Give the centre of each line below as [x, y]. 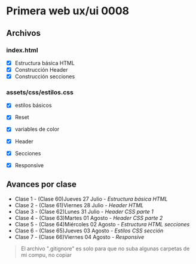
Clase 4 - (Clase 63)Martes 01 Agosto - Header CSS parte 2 [89, 218]
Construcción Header [41, 69]
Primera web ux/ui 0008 [68, 11]
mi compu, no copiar [46, 254]
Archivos [23, 33]
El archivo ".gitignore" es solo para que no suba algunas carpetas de [105, 248]
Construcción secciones [45, 76]
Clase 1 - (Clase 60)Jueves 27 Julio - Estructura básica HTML [91, 199]
